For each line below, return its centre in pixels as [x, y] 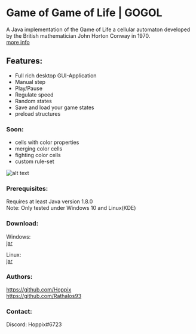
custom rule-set [35, 161]
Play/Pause [29, 88]
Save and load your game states [54, 107]
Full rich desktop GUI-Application [56, 76]
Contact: [19, 311]
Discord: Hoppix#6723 [34, 324]
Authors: [19, 276]
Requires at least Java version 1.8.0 [50, 201]
